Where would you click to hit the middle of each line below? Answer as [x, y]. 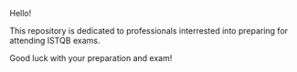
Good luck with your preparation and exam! [91, 58]
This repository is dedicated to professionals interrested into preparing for [149, 31]
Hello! [21, 13]
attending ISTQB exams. [55, 41]
